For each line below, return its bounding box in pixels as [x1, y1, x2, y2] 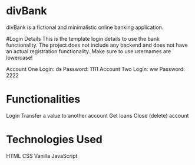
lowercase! [6, 54, 33, 61]
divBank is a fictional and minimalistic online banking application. [6, 24, 164, 31]
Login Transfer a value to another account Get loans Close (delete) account [6, 112, 189, 119]
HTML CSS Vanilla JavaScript [6, 152, 78, 159]
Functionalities [6, 93, 81, 106]
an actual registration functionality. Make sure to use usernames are [6, 47, 171, 54]
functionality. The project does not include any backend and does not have [6, 41, 188, 48]
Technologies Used [6, 133, 103, 146]
